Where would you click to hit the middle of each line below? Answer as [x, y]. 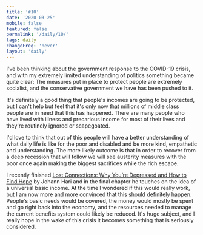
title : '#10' [23, 12]
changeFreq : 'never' [32, 46]
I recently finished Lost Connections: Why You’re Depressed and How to [96, 175]
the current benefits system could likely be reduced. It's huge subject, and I [101, 214]
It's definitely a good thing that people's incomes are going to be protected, [101, 100]
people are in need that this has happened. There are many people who [95, 112]
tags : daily [21, 40]
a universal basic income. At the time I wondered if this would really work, [98, 188]
